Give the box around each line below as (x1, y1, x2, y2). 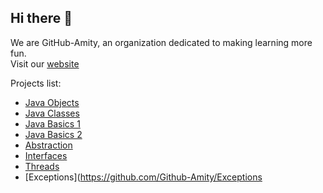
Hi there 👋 (10, 10, 73, 27)
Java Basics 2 (24, 128, 83, 140)
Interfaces (24, 149, 68, 161)
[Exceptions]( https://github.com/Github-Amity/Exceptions (24, 171, 263, 183)
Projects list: (10, 77, 62, 89)
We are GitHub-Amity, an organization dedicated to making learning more (10, 36, 313, 48)
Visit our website (10, 57, 80, 70)
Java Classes (24, 107, 80, 119)
